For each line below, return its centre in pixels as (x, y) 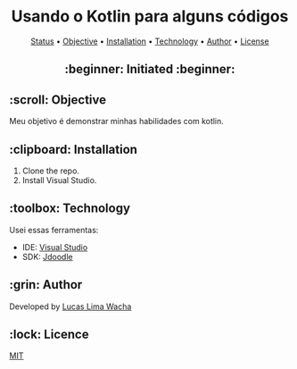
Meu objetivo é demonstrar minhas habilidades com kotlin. (117, 122)
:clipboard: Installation (74, 149)
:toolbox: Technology (70, 209)
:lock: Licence (49, 334)
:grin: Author (46, 285)
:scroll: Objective (58, 100)
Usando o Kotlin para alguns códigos (150, 17)
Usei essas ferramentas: (54, 230)
